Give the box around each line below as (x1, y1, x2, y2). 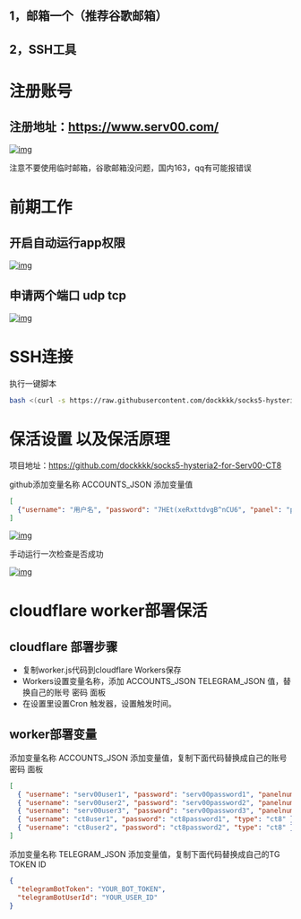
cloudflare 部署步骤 (9, 639, 118, 655)
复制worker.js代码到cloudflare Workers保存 (21, 664, 182, 675)
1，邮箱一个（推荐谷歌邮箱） (9, 8, 168, 24)
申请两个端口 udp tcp (9, 288, 127, 303)
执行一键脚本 (9, 377, 56, 388)
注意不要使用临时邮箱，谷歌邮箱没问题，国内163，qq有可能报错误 (9, 162, 253, 173)
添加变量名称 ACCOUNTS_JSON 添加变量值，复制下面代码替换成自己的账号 (9, 752, 288, 763)
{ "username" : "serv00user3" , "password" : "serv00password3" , (17, 806, 254, 816)
